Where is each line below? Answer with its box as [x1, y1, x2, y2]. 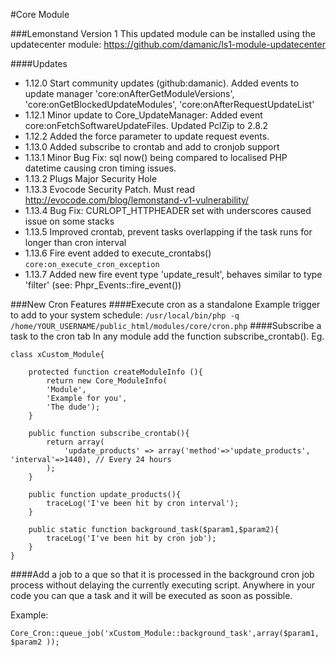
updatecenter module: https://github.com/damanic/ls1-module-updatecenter [10, 39, 326, 50]
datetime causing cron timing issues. [24, 162, 177, 174]
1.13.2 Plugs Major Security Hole [24, 173, 158, 184]
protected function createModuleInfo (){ [28, 367, 203, 377]
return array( [46, 437, 105, 447]
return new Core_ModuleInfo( [46, 376, 168, 386]
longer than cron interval [24, 237, 127, 248]
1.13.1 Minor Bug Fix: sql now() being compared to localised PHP [24, 152, 288, 163]
